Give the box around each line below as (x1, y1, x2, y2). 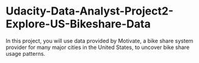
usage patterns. (5, 50, 46, 57)
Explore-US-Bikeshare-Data (5, 17, 151, 31)
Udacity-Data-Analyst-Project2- (5, 4, 174, 18)
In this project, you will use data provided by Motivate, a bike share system (5, 37, 194, 44)
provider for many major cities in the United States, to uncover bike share (5, 44, 190, 51)
